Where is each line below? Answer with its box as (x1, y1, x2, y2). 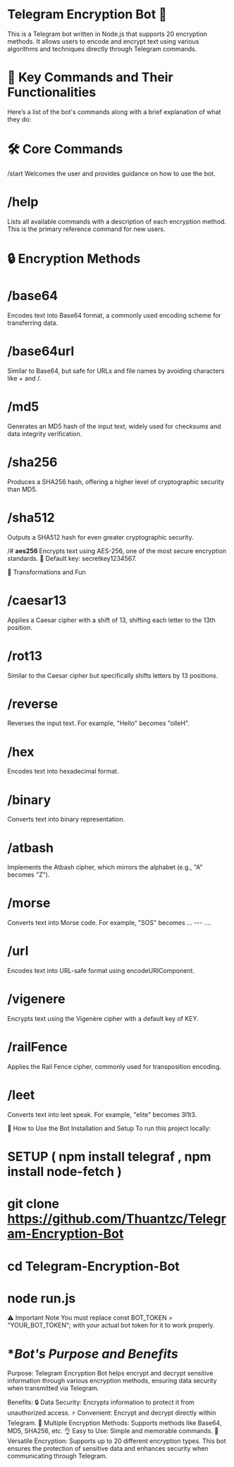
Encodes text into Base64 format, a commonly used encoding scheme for (7, 311, 222, 319)
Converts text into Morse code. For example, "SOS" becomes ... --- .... (7, 919, 211, 927)
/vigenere (7, 991, 66, 1007)
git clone (7, 1196, 60, 1212)
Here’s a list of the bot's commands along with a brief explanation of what (7, 107, 221, 116)
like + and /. (7, 373, 42, 383)
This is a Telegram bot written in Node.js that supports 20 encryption (7, 30, 208, 38)
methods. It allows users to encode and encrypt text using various (7, 37, 199, 45)
